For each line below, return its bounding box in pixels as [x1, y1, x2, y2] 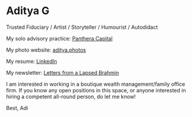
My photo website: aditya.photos [6, 46, 86, 54]
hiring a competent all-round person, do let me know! [6, 93, 136, 100]
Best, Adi [6, 104, 28, 111]
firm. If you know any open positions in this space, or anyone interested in [6, 86, 186, 93]
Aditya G [6, 4, 50, 18]
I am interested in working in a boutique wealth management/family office [6, 81, 186, 88]
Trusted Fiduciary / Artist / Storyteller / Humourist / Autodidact [6, 24, 158, 31]
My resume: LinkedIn [6, 58, 57, 65]
